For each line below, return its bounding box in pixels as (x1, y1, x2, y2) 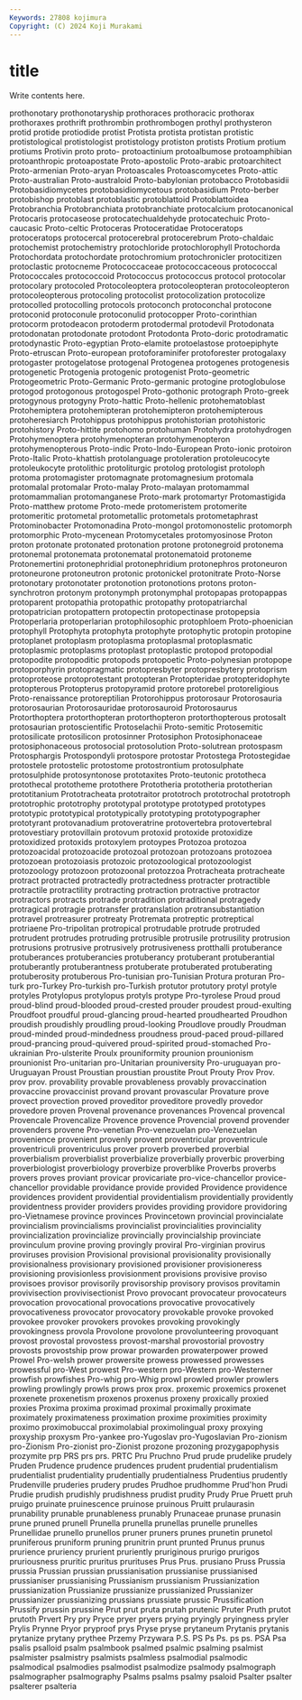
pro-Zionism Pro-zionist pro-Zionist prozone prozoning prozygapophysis (9, 1441, 279, 1452)
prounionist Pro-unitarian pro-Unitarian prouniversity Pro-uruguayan (9, 1057, 263, 1068)
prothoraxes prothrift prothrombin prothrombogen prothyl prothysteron (9, 117, 272, 128)
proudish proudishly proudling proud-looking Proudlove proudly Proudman (9, 1019, 287, 1030)
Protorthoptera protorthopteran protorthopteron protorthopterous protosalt (9, 712, 287, 723)
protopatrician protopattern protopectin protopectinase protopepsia (9, 607, 261, 618)
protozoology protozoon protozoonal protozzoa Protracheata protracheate (9, 866, 286, 877)
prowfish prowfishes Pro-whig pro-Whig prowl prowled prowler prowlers (9, 1374, 279, 1385)
